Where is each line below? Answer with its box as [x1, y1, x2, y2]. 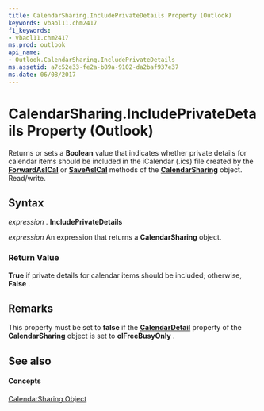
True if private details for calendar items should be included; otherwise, [8, 271, 243, 280]
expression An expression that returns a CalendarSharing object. [8, 232, 222, 242]
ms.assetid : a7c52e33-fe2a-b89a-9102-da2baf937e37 [8, 63, 179, 71]
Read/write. [8, 173, 46, 182]
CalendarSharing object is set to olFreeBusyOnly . [8, 331, 176, 341]
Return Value [8, 252, 59, 263]
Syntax [8, 196, 44, 209]
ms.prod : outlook [8, 41, 66, 49]
